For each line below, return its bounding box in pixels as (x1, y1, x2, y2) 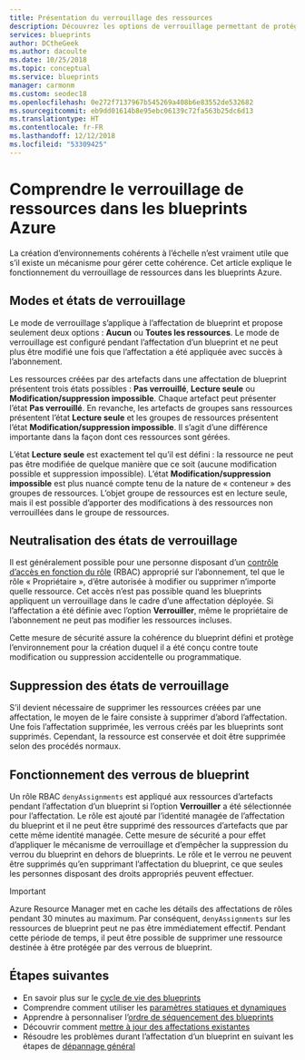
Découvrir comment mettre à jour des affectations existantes (22, 1021, 251, 1032)
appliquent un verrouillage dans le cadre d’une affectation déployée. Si (9, 595, 274, 606)
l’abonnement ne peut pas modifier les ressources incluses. (9, 614, 232, 626)
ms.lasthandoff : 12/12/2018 (9, 132, 116, 141)
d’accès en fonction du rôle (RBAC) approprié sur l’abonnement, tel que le (9, 566, 285, 577)
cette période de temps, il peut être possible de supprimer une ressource (9, 932, 283, 943)
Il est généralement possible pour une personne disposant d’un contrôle (9, 557, 279, 568)
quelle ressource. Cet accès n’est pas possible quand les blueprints (9, 586, 262, 597)
